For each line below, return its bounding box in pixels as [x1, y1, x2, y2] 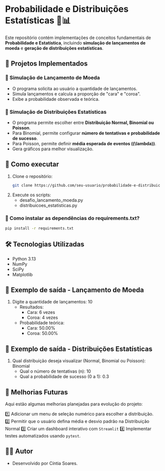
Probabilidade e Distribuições [5, 3, 129, 15]
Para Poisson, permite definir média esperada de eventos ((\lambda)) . [12, 140, 157, 146]
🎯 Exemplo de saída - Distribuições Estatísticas [5, 344, 153, 353]
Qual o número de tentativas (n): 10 [19, 368, 91, 374]
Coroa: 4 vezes [27, 315, 58, 321]
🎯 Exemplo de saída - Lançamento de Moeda [5, 286, 144, 294]
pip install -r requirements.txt [5, 226, 74, 231]
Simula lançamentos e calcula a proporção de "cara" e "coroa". [12, 90, 141, 97]
